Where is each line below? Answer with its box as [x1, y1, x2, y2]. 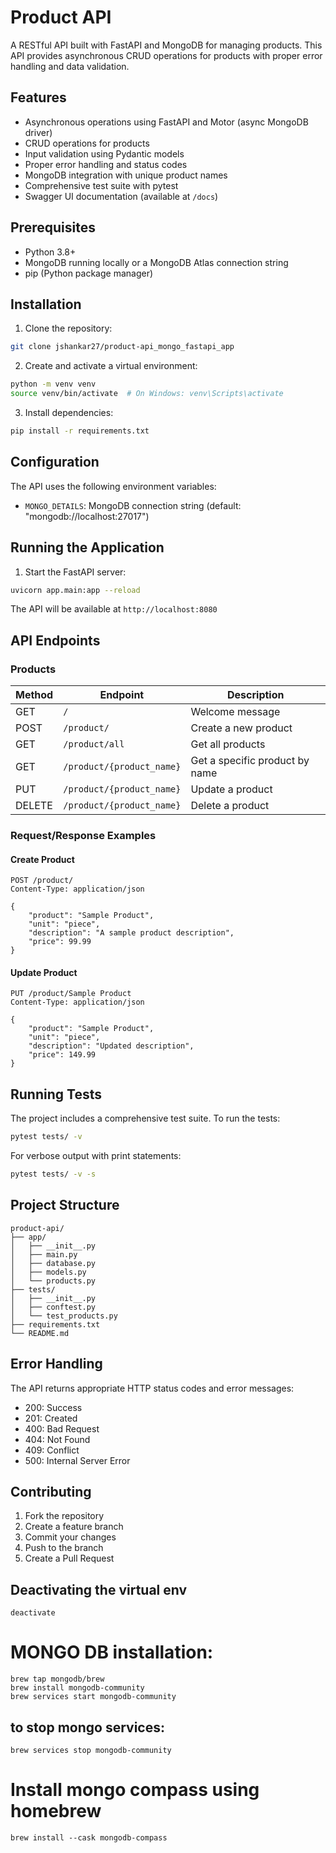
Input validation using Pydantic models [24, 147, 185, 160]
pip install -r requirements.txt [10, 426, 150, 436]
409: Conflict [24, 1444, 80, 1456]
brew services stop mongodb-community [10, 1745, 172, 1755]
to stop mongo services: [10, 1719, 165, 1736]
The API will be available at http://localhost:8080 [10, 603, 218, 615]
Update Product [10, 966, 78, 978]
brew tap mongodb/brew [10, 1674, 105, 1685]
